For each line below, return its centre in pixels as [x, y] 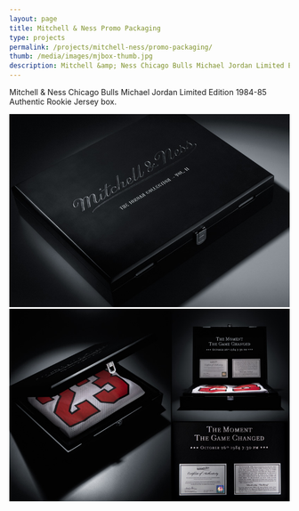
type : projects [37, 37]
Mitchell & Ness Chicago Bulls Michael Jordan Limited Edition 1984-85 [138, 92]
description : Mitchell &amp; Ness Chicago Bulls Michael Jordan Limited [147, 66]
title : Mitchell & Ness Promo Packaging [85, 28]
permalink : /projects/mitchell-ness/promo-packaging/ [111, 47]
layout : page [33, 19]
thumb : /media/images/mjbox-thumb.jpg [81, 57]
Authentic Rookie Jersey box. [63, 101]
